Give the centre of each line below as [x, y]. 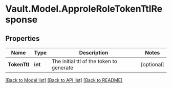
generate [62, 68]
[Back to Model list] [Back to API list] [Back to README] [64, 80]
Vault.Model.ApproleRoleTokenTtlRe [84, 9]
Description [94, 53]
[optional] [152, 64]
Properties [23, 38]
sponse [21, 20]
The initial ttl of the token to [84, 61]
